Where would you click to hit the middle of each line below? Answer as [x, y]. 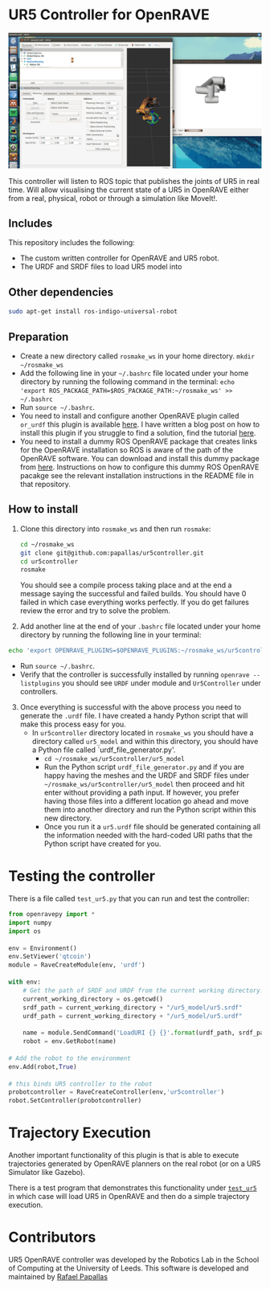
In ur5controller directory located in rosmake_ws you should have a [143, 733]
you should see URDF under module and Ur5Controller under [161, 683]
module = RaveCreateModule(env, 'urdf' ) [77, 965]
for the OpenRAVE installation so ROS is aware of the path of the [127, 450]
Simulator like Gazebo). [47, 1172]
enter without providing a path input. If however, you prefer [141, 792]
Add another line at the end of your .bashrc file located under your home [140, 626]
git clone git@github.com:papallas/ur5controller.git [112, 553]
